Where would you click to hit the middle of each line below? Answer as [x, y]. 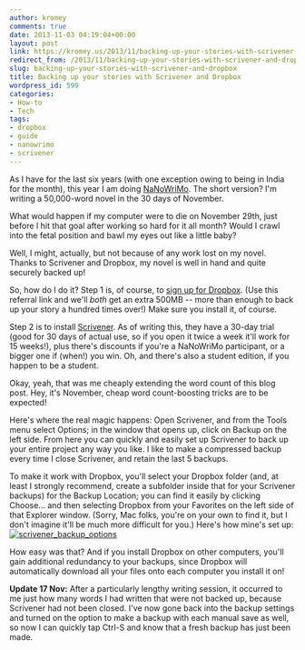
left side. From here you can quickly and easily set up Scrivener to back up [149, 439]
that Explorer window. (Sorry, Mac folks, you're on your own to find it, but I [148, 515]
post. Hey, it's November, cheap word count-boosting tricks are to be [139, 393]
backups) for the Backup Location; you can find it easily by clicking [135, 495]
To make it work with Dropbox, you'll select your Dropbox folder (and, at [144, 476]
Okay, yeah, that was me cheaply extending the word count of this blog [143, 383]
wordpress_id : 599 [44, 85]
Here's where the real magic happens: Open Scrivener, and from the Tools [148, 420]
